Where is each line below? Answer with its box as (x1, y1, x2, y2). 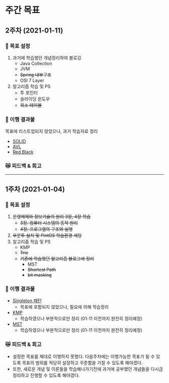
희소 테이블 (20, 102, 42, 108)
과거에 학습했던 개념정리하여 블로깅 (12, 55, 81, 61)
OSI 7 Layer (20, 77, 44, 83)
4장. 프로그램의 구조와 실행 (20, 226, 73, 232)
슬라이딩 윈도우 (20, 96, 50, 102)
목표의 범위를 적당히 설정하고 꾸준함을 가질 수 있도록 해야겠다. (22, 359, 143, 365)
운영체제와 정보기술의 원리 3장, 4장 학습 (12, 214, 91, 220)
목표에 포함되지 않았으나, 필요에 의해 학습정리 (20, 304, 109, 310)
